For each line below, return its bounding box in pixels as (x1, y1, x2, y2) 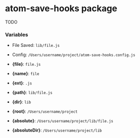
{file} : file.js (12, 61, 41, 67)
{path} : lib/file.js (12, 90, 53, 96)
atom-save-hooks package (5, 3, 118, 14)
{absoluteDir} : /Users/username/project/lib (12, 127, 102, 133)
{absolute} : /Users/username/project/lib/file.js (12, 118, 114, 124)
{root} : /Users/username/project (12, 108, 78, 115)
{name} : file (12, 71, 40, 77)
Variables (5, 31, 28, 38)
